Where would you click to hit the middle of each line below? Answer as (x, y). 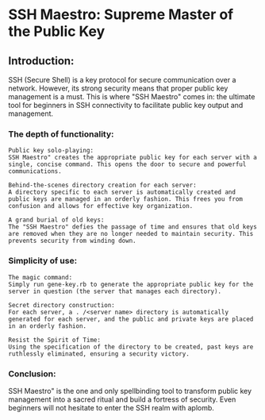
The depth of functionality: (61, 134)
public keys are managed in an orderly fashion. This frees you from (126, 199)
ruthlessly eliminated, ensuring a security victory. (99, 354)
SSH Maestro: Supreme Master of (121, 15)
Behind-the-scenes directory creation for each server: (102, 185)
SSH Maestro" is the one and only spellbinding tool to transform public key (130, 391)
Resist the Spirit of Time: (55, 340)
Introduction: (41, 61)
